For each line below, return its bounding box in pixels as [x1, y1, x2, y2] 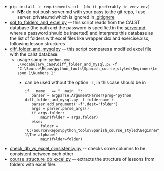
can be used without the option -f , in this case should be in [24, 79, 146, 85]
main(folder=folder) [40, 137, 83, 142]
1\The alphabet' [24, 132, 58, 137]
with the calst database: [9, 51, 59, 57]
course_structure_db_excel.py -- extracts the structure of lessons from [9, 156, 155, 162]
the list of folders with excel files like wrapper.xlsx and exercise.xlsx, [9, 35, 150, 41]
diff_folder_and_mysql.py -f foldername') [24, 97, 114, 102]
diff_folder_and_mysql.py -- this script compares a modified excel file [9, 46, 152, 52]
